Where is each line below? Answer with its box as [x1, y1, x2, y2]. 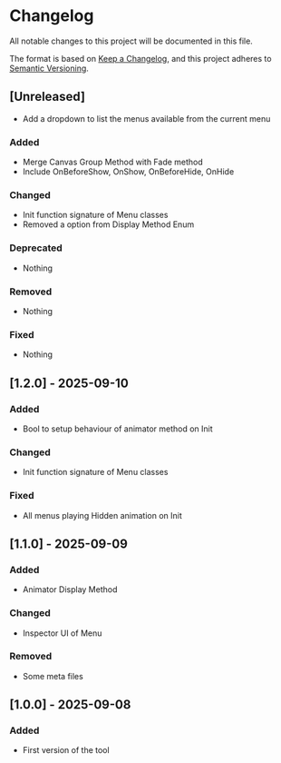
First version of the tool [22, 745, 111, 756]
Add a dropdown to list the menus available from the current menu [22, 113, 271, 124]
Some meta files [22, 670, 83, 681]
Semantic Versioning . [9, 63, 89, 74]
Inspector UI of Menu [22, 628, 102, 639]
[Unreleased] [9, 89, 86, 104]
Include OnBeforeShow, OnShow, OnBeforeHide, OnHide [22, 166, 235, 177]
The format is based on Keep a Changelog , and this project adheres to [9, 53, 272, 64]
